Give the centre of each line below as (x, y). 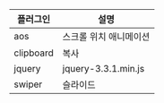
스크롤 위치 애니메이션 (106, 37)
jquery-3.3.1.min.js (104, 69)
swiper (28, 84)
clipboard (34, 53)
